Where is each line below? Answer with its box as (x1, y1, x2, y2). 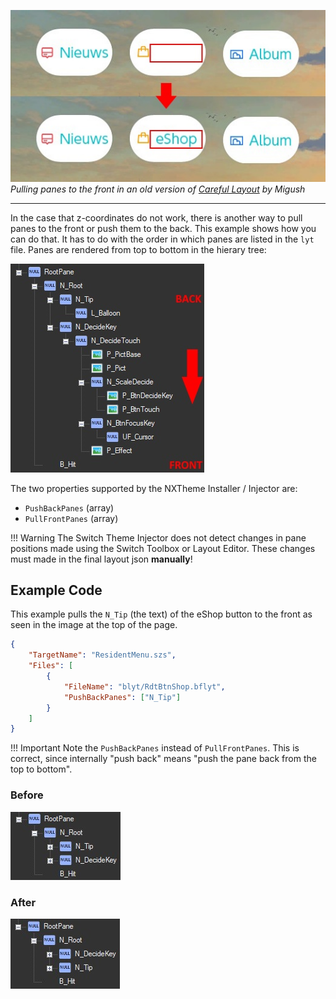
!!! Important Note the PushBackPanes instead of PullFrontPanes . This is (10, 742, 300, 754)
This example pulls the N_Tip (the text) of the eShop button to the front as (10, 608, 313, 620)
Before (10, 788, 44, 802)
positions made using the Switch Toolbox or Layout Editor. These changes (10, 542, 316, 554)
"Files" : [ (28, 661, 74, 671)
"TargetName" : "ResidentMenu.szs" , (28, 650, 177, 660)
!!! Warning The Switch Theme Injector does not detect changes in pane (10, 531, 307, 544)
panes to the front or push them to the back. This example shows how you (10, 222, 317, 234)
